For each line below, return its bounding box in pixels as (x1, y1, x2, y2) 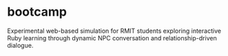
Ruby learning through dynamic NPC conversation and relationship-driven (7, 33, 217, 42)
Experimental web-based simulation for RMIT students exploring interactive (7, 27, 222, 35)
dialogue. (7, 41, 34, 49)
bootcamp (7, 4, 68, 20)
